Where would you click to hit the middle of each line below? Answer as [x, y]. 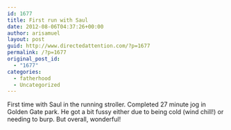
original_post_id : [34, 59]
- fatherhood [32, 78]
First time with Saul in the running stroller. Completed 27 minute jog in [107, 104]
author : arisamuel [34, 33]
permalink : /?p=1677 [37, 53]
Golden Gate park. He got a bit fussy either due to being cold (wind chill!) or [115, 112]
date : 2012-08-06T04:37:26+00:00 [55, 26]
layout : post [26, 40]
